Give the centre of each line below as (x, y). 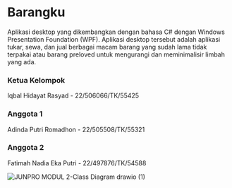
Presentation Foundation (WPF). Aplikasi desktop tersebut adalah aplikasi (114, 39)
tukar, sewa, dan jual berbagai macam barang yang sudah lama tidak (107, 47)
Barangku (36, 12)
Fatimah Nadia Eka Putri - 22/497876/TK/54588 (77, 163)
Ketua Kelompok (36, 80)
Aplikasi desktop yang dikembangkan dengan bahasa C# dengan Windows (116, 32)
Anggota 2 (26, 148)
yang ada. (22, 61)
